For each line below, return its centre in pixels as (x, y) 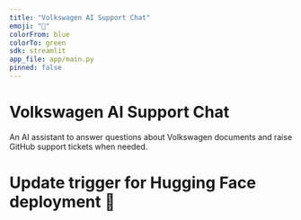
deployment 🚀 (62, 202)
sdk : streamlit (38, 51)
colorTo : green (38, 43)
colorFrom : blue (40, 34)
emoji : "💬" (30, 26)
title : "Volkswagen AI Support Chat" (80, 18)
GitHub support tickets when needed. (79, 146)
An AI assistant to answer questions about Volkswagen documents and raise (151, 136)
